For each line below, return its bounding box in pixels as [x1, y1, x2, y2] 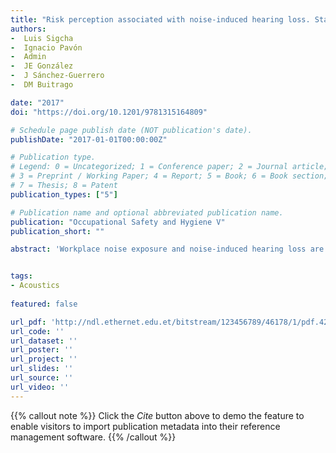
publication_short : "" [10, 226, 105, 236]
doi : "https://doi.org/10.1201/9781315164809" [10, 107, 208, 117]
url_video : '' [10, 382, 70, 392]
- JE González [10, 61, 74, 71]
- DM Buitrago [10, 80, 74, 90]
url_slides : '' [10, 364, 74, 374]
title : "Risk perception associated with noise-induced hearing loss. [10, 14, 311, 25]
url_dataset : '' [10, 336, 78, 346]
